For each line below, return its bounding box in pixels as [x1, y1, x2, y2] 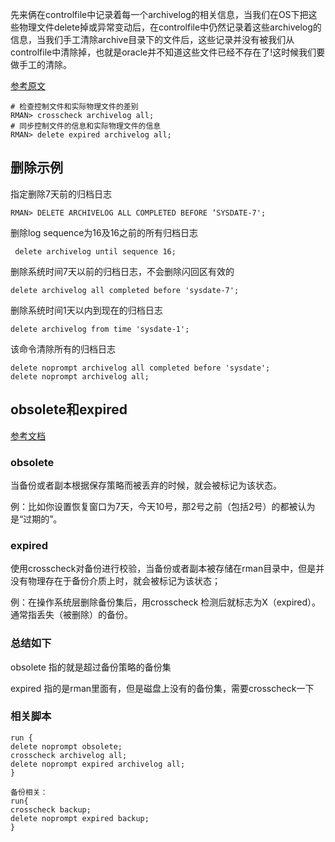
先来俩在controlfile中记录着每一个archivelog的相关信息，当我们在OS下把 [10, 9, 309, 20]
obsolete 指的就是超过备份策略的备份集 [10, 661, 172, 673]
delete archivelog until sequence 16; [14, 246, 177, 257]
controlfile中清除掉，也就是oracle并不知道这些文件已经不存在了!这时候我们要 [10, 46, 326, 58]
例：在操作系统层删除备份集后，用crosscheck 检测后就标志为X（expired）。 [10, 596, 322, 608]
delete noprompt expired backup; [10, 813, 150, 823]
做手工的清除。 [10, 59, 72, 70]
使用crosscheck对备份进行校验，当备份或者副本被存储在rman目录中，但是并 [10, 563, 325, 575]
